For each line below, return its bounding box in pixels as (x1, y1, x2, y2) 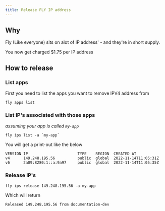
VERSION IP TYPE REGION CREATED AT (5, 152, 137, 157)
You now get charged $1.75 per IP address (5, 49, 93, 55)
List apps (5, 79, 28, 86)
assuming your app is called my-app (5, 123, 79, 129)
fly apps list (5, 100, 35, 105)
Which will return (5, 192, 41, 198)
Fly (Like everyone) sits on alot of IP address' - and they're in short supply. (5, 39, 160, 45)
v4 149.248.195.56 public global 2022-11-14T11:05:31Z (5, 156, 159, 161)
